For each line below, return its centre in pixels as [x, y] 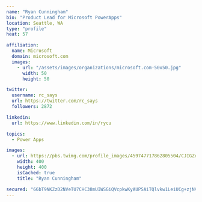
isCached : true [36, 172]
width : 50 [34, 73]
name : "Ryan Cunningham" [37, 12]
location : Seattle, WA [35, 23]
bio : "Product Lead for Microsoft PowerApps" [64, 17]
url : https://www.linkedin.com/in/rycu [62, 123]
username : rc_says [35, 95]
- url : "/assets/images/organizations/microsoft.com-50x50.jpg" [99, 68]
